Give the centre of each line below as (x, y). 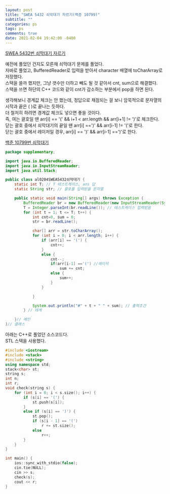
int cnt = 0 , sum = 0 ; (54, 217)
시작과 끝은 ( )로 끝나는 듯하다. (35, 106)
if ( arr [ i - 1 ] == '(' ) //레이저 (79, 264)
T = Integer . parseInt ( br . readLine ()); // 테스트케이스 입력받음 (87, 208)
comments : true (21, 33)
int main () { (19, 459)
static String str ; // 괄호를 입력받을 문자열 (59, 189)
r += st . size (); (58, 426)
